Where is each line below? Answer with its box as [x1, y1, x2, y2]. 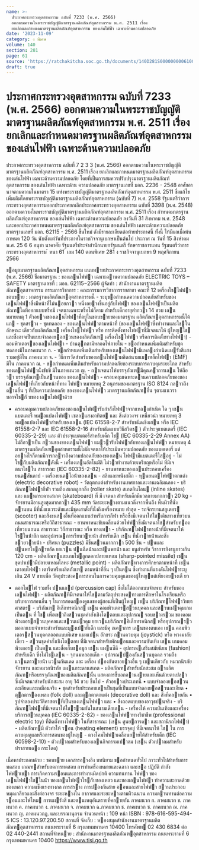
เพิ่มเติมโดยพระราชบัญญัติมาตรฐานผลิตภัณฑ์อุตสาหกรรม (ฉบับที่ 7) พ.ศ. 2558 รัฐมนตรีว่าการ [6, 195, 190, 202]
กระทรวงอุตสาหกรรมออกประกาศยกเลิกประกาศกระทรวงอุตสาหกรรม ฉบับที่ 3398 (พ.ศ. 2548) [6, 201, 193, 208]
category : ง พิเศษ [6, 36, 47, 42]
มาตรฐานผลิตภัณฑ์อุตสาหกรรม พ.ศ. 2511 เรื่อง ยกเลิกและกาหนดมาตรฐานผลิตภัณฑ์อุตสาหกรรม [6, 168, 192, 175]
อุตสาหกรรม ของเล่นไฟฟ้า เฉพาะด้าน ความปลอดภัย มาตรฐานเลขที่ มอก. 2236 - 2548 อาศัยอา [6, 182, 193, 189]
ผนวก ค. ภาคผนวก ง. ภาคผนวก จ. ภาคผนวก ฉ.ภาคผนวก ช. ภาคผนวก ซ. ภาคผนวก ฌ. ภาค [6, 803, 188, 811]
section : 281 [6, 48, 38, 53]
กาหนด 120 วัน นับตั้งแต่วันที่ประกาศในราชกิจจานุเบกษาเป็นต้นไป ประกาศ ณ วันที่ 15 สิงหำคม [6, 235, 190, 242]
